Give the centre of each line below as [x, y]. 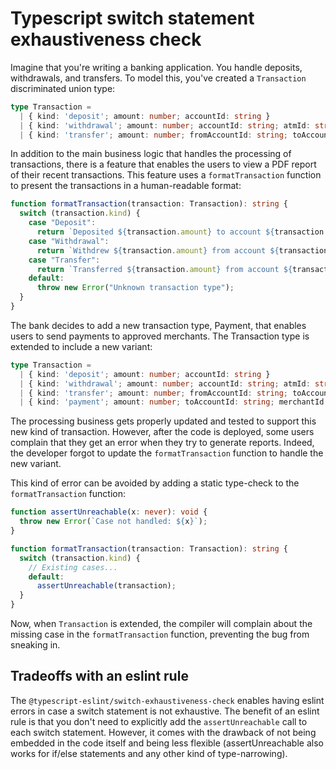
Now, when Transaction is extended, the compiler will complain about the [161, 624]
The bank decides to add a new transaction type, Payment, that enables [158, 325]
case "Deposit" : [62, 223]
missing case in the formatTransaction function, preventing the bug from [160, 634]
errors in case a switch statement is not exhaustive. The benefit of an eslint [165, 711]
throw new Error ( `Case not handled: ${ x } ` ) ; [113, 522]
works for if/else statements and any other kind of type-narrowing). [149, 753]
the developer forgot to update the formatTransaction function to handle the [167, 453]
